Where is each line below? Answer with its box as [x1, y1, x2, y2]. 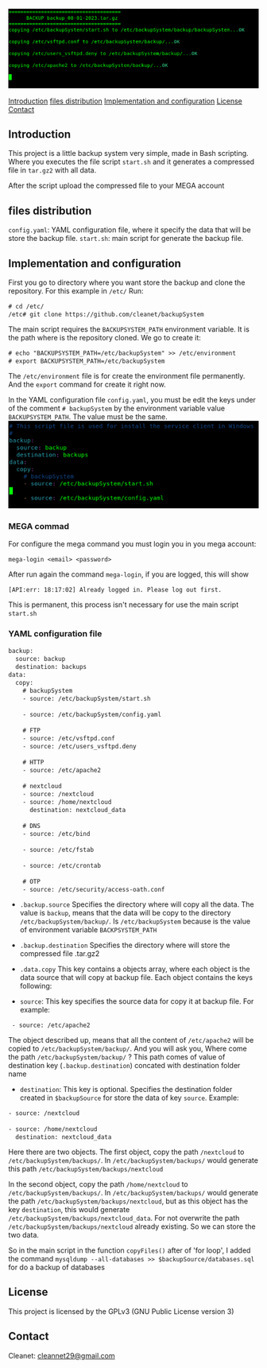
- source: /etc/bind [22, 830, 91, 838]
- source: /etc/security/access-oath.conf [22, 885, 165, 893]
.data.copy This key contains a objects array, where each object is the [19, 964, 250, 974]
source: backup [15, 655, 66, 663]
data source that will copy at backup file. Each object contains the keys [19, 972, 253, 982]
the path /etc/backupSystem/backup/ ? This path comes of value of [8, 1051, 226, 1062]
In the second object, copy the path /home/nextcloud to [8, 1179, 188, 1189]
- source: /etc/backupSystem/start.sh [22, 694, 151, 702]
